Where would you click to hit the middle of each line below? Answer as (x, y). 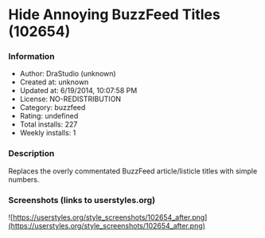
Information (31, 57)
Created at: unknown (54, 82)
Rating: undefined (49, 116)
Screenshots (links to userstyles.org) (82, 200)
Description (31, 154)
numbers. (24, 179)
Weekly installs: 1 (48, 133)
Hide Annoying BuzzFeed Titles (114, 15)
